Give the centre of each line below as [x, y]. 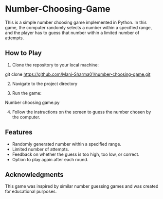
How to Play [24, 53]
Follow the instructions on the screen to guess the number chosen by [81, 112]
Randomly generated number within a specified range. [67, 144]
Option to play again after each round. [50, 159]
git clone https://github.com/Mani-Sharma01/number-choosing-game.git [78, 74]
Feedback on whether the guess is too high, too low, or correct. [76, 154]
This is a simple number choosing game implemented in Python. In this [76, 22]
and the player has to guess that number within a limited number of [72, 33]
